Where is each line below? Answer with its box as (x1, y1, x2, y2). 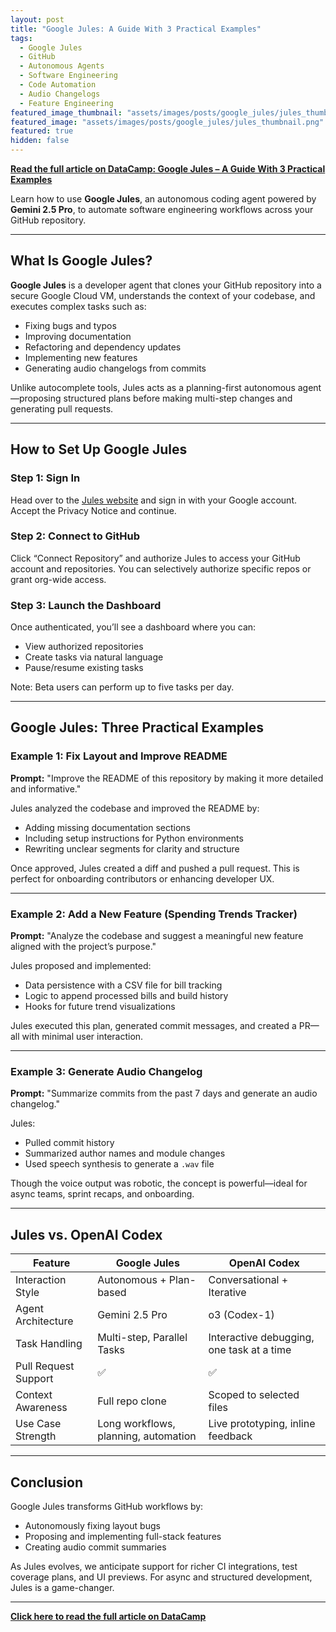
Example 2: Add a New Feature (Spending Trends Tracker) (10, 907, 298, 921)
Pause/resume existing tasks (24, 662, 144, 674)
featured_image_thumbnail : (10, 107, 123, 118)
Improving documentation (24, 330, 132, 342)
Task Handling (15, 1337, 83, 1351)
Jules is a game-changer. (10, 1582, 115, 1593)
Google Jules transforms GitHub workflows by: (10, 1501, 204, 1512)
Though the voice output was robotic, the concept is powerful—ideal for (10, 1177, 308, 1190)
